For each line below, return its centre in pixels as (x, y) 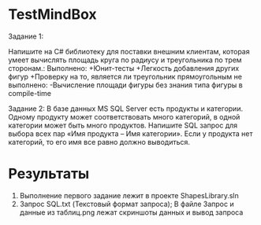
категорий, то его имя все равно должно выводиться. (99, 142)
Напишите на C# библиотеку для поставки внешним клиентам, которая (129, 51)
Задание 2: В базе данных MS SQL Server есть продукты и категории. (125, 109)
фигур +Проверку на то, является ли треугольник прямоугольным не (125, 76)
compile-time (30, 93)
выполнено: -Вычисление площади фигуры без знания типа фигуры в (125, 85)
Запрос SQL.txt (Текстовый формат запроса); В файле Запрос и (127, 204)
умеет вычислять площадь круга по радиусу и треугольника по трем (125, 60)
